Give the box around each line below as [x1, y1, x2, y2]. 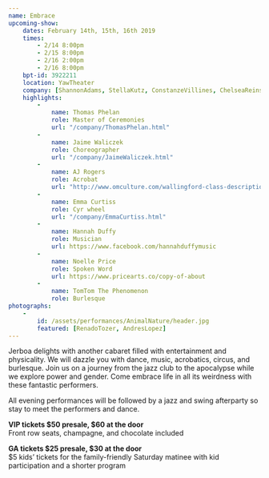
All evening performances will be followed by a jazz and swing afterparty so [8, 396, 259, 405]
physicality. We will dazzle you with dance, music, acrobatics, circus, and [8, 355, 251, 364]
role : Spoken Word [50, 265, 113, 273]
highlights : [22, 94, 62, 102]
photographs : [8, 302, 52, 310]
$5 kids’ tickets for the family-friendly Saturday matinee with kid [8, 452, 220, 462]
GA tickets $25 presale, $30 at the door [8, 444, 143, 453]
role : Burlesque [50, 295, 106, 303]
